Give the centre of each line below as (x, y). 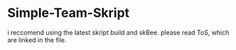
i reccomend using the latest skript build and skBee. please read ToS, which (118, 32)
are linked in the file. (37, 39)
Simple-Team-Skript (69, 13)
